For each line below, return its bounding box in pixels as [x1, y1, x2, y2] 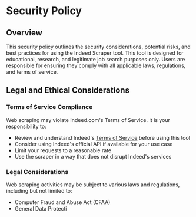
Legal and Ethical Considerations [6, 86, 129, 96]
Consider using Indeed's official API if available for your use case [14, 140, 173, 147]
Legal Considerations [6, 167, 69, 176]
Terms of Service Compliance [6, 103, 93, 111]
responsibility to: [6, 123, 46, 130]
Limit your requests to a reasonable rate [14, 146, 112, 154]
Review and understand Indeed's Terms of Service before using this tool [14, 134, 190, 141]
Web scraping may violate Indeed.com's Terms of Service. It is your [6, 116, 171, 123]
